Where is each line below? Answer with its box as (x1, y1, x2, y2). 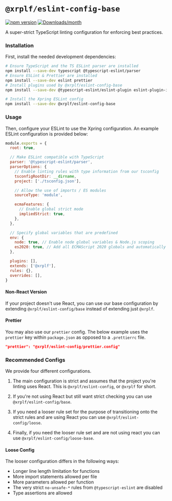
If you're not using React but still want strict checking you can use (12, 393, 153, 399)
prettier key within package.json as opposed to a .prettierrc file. (5, 334, 146, 340)
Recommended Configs (5, 356, 66, 363)
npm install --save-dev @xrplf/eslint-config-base (5, 102, 116, 107)
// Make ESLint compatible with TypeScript (10, 155, 104, 160)
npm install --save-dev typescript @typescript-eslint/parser (5, 68, 141, 73)
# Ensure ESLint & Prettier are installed (5, 73, 97, 78)
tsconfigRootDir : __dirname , (14, 174, 77, 179)
